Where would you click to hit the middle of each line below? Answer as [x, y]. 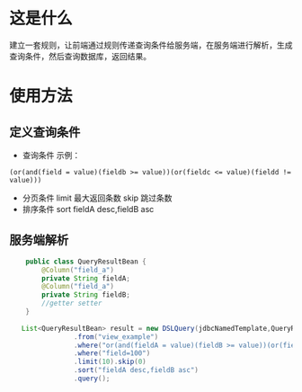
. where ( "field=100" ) [112, 353]
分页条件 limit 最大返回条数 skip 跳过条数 [97, 198]
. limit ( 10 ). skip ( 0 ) [110, 362]
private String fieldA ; [86, 278]
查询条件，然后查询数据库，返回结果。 [80, 56]
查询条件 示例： [51, 155]
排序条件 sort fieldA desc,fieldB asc [88, 209]
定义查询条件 [45, 132]
